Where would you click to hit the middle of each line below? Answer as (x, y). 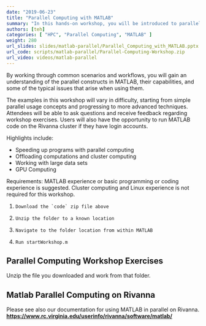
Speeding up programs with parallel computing (74, 150)
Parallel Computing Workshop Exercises (85, 261)
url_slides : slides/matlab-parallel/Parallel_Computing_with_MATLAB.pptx (103, 47)
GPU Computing (36, 169)
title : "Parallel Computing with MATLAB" (60, 18)
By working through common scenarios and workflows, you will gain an (97, 75)
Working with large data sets (51, 162)
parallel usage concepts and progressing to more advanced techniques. (97, 106)
